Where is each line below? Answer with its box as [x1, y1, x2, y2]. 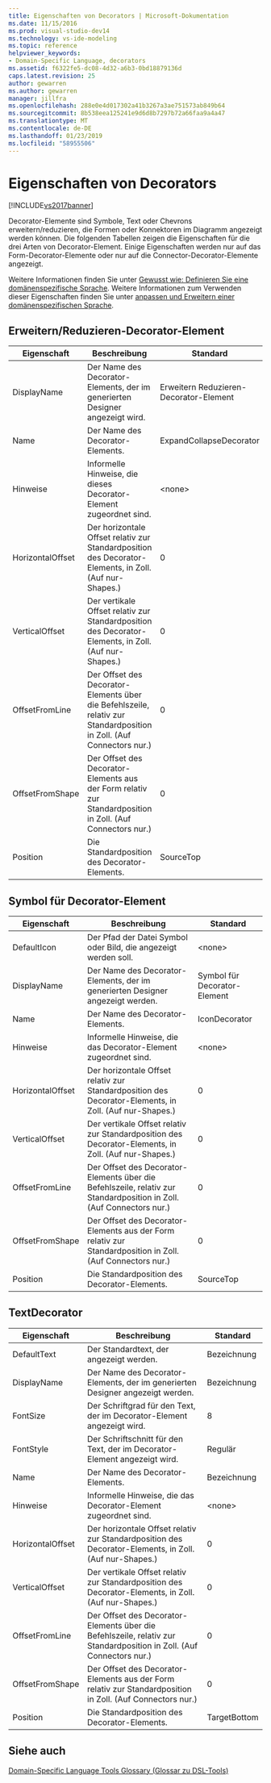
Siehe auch [8, 1744, 66, 1758]
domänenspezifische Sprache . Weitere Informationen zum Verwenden [8, 283, 242, 293]
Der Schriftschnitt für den [87, 1433, 184, 1444]
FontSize [12, 1409, 46, 1421]
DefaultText [12, 1348, 56, 1359]
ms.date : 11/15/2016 [8, 19, 78, 27]
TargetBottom [206, 1711, 259, 1722]
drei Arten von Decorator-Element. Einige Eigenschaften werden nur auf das [8, 242, 261, 252]
